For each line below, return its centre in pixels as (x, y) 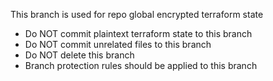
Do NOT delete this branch (79, 55)
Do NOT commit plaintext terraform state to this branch (138, 33)
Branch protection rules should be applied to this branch (141, 65)
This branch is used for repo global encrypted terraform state (137, 14)
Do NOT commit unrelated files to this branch (118, 44)
